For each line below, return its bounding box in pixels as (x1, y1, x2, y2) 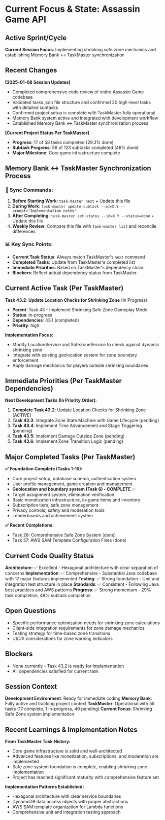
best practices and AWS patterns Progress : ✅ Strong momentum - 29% (5, 587, 151, 593)
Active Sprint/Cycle (5, 34, 67, 42)
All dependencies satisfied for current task (12, 668, 99, 674)
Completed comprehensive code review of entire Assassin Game (12, 89, 144, 95)
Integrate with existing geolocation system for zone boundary (12, 352, 137, 358)
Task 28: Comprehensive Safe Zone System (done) (12, 532, 116, 538)
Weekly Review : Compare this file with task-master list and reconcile (12, 223, 157, 229)
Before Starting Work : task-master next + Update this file (12, 198, 131, 204)
